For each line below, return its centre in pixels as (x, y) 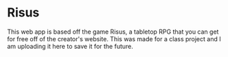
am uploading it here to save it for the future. (70, 46)
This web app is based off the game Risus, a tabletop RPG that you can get (113, 32)
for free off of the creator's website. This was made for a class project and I (114, 38)
